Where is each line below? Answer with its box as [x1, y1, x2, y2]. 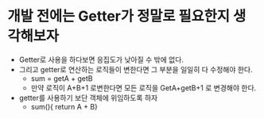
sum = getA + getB [30, 73, 93, 83]
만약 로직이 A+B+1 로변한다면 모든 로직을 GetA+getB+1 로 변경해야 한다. [30, 83, 257, 92]
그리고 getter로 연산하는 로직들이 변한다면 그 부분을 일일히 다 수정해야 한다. [18, 64, 253, 74]
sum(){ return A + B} [30, 102, 99, 111]
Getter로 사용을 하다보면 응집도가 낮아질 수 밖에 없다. [18, 55, 184, 64]
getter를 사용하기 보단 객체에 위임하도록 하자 [18, 93, 158, 102]
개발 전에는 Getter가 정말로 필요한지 [7, 7, 231, 25]
